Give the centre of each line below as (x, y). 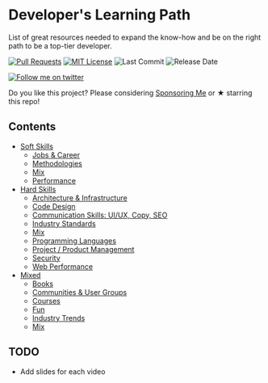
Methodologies (57, 163)
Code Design (54, 206)
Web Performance (63, 266)
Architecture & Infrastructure (80, 198)
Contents (32, 127)
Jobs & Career (56, 154)
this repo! (24, 101)
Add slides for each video (63, 371)
